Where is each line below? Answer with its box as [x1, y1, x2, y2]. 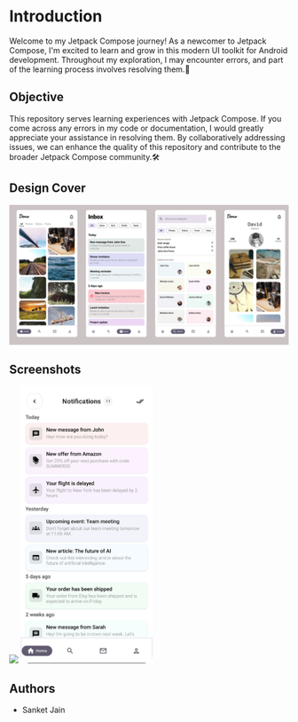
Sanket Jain [21, 704, 66, 716]
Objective [9, 90, 65, 105]
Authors [9, 681, 56, 696]
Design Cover [9, 180, 86, 196]
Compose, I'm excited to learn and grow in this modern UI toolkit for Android [9, 44, 288, 55]
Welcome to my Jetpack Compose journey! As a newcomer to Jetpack [9, 36, 267, 46]
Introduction [9, 6, 103, 27]
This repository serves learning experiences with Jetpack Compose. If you [9, 113, 282, 123]
